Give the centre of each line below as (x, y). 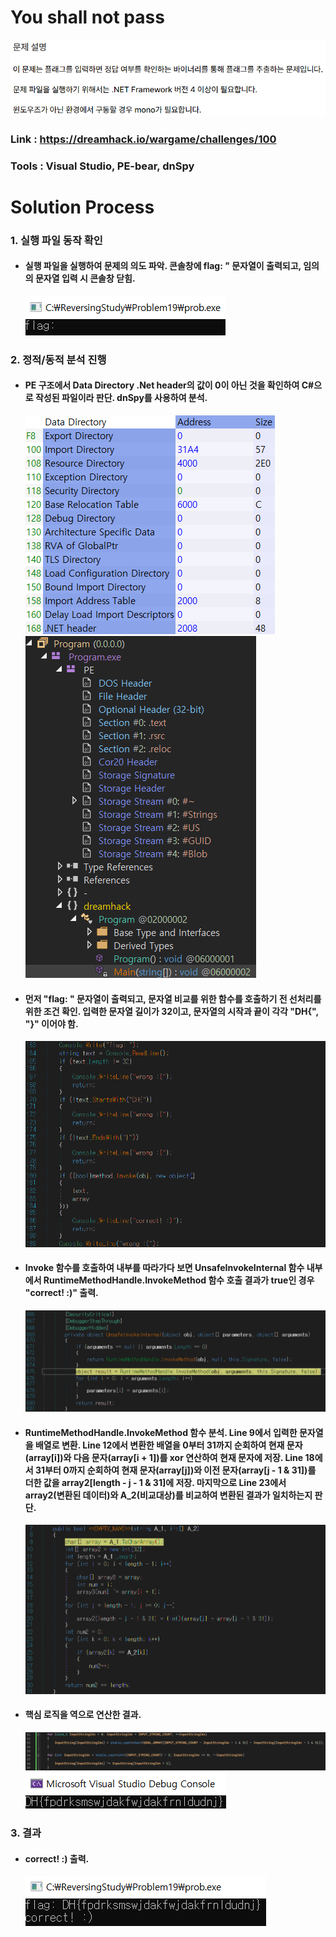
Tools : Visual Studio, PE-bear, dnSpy (102, 166)
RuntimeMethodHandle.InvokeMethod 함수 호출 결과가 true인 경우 (179, 1280)
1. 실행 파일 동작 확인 (56, 240)
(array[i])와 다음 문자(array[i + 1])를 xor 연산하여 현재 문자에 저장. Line (164, 1457)
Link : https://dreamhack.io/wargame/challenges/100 (143, 139)
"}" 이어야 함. (51, 1023)
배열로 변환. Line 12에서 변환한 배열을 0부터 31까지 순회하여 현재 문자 (168, 1445)
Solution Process (82, 207)
